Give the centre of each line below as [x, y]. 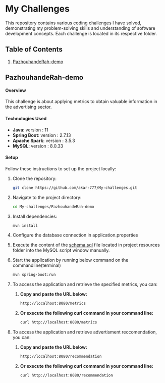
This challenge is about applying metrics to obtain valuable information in [81, 102]
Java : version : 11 [31, 130]
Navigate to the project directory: [47, 197]
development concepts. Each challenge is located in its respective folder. [81, 33]
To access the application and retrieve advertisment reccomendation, [85, 332]
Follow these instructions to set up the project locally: [61, 169]
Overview [16, 90]
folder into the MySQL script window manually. [61, 250]
